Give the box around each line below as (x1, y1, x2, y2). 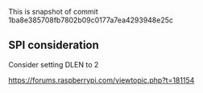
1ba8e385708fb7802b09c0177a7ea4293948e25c (8, 15, 174, 25)
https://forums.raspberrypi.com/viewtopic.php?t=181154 (8, 75, 195, 85)
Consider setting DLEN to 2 (8, 59, 99, 69)
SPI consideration (8, 38, 99, 52)
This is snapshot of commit (8, 7, 98, 16)
